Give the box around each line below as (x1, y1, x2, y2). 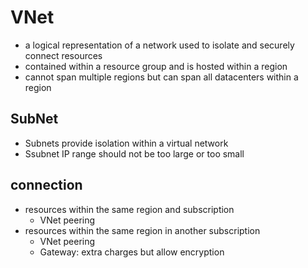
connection (10, 177, 83, 194)
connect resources (24, 49, 103, 61)
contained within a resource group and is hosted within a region (24, 60, 288, 72)
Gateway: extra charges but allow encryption (39, 246, 225, 258)
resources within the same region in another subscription (24, 224, 261, 236)
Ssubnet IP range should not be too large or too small (24, 147, 245, 160)
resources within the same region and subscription (24, 203, 235, 215)
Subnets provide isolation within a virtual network (24, 137, 229, 149)
